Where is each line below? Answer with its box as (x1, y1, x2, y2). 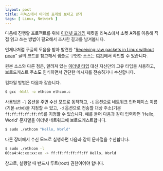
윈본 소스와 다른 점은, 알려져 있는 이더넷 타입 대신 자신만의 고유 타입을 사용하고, (5, 63, 156, 69)
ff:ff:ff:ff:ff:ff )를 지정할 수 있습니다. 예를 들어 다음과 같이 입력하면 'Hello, (5, 111, 155, 117)
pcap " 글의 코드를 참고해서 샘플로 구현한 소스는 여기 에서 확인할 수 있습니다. (5, 53, 148, 59)
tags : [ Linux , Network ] (5, 16, 57, 21)
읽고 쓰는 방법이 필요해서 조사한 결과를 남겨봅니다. (10, 36, 105, 42)
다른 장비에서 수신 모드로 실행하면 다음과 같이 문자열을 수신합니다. (5, 136, 130, 142)
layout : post (5, 7, 32, 12)
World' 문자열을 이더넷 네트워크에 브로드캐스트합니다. (5, 117, 107, 123)
